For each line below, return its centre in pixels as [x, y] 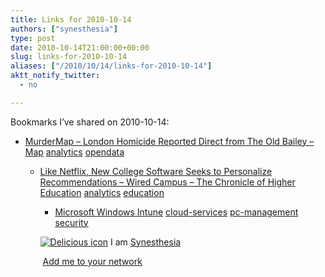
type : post [33, 38]
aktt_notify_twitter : [55, 76]
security [71, 222]
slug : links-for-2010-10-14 [69, 57]
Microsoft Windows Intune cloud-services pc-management [176, 212]
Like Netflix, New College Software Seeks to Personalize [156, 171]
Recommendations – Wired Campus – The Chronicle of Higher [167, 182]
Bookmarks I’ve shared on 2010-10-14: [90, 122]
